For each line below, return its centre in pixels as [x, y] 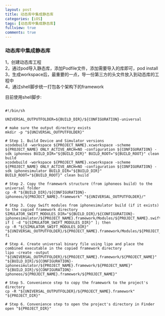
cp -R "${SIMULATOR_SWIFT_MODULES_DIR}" [47, 227]
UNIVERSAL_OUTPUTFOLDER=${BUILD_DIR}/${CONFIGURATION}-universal [73, 119]
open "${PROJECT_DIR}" [28, 309]
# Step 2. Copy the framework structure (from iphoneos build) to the [79, 184]
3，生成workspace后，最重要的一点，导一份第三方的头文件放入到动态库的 [80, 75]
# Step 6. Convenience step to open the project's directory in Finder [80, 304]
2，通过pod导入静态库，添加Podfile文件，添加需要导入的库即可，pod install [82, 68]
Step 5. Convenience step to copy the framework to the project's [79, 283]
